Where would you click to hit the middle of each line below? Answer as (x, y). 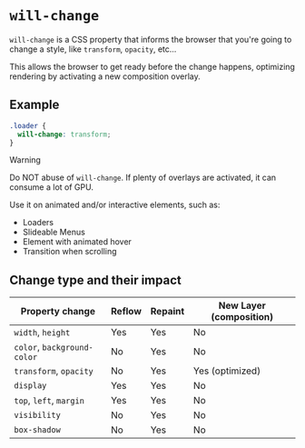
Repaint (167, 312)
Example (34, 105)
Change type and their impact (95, 280)
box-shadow (37, 430)
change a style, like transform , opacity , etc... (93, 49)
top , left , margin (49, 401)
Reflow (126, 312)
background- (68, 348)
